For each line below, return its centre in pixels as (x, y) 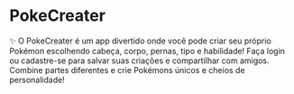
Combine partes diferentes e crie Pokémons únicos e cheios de (127, 70)
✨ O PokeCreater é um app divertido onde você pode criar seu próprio (141, 41)
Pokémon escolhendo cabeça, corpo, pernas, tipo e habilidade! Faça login (147, 51)
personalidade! (37, 80)
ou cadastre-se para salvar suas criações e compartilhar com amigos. (139, 61)
